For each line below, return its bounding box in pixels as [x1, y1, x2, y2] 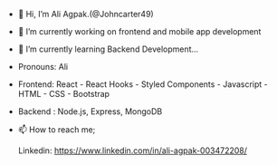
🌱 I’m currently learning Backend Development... [17, 44, 199, 54]
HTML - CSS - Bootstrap [17, 89, 110, 99]
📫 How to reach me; [17, 124, 96, 135]
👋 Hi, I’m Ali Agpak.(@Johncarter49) [17, 9, 154, 19]
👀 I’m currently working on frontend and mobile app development [17, 26, 262, 36]
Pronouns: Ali [17, 62, 69, 72]
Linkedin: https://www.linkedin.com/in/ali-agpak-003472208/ [17, 145, 247, 156]
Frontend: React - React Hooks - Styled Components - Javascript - [17, 79, 269, 90]
